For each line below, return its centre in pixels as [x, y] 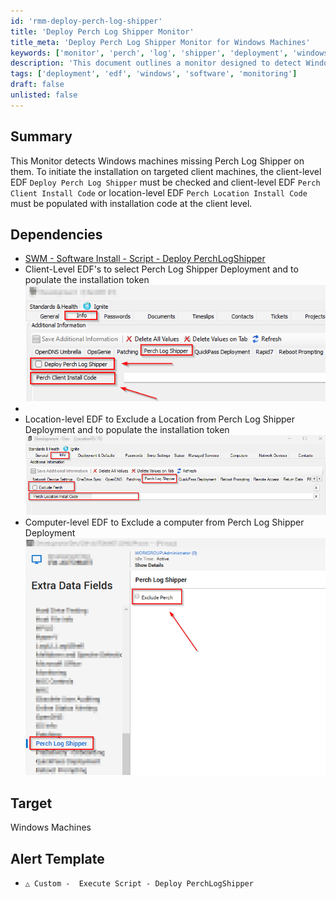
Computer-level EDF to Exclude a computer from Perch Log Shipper [164, 522]
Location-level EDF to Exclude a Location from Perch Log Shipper [159, 419]
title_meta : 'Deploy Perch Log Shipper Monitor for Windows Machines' [160, 42]
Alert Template [57, 858]
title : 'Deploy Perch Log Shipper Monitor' [102, 31]
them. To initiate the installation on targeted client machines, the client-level [166, 171]
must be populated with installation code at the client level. [131, 203]
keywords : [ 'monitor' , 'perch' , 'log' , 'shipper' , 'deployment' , [149, 53]
